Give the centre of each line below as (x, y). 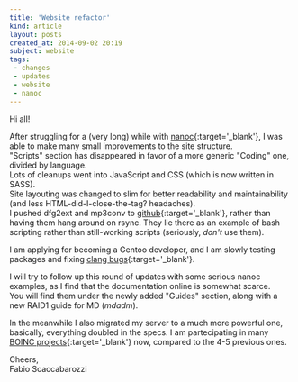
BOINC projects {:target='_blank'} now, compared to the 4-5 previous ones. (149, 341)
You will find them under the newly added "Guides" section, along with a (144, 296)
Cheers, (24, 359)
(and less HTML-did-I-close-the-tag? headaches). (103, 203)
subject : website (42, 51)
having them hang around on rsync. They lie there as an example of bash (145, 223)
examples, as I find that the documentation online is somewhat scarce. (140, 286)
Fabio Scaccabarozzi (48, 368)
